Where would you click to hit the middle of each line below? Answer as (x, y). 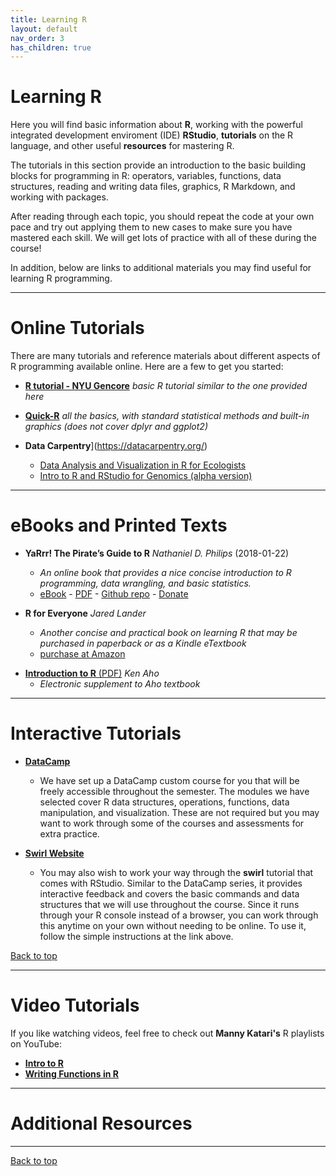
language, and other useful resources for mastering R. (122, 146)
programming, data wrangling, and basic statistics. (145, 583)
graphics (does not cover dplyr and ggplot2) (116, 427)
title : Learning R (48, 19)
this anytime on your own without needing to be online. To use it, (173, 925)
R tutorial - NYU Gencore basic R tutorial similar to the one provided (166, 386)
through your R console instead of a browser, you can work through (179, 915)
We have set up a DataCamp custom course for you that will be (169, 780)
